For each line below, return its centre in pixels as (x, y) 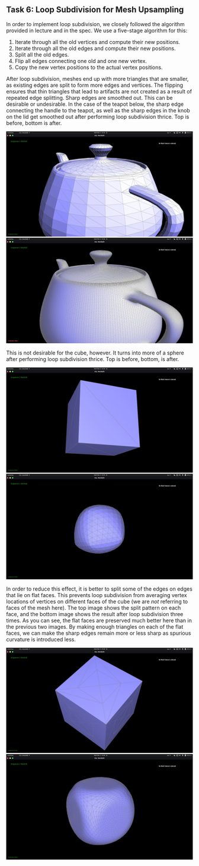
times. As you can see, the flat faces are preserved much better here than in (99, 620)
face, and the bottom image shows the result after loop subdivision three (95, 614)
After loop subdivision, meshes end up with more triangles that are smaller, (97, 79)
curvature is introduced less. (41, 639)
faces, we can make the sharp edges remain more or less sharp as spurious (99, 633)
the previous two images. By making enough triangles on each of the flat (95, 626)
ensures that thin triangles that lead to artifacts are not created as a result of (99, 91)
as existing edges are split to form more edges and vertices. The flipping (95, 85)
